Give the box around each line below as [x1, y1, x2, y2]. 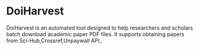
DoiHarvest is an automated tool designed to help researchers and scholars [6, 24, 194, 31]
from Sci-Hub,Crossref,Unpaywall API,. [6, 37, 103, 44]
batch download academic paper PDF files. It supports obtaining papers [6, 30, 185, 37]
